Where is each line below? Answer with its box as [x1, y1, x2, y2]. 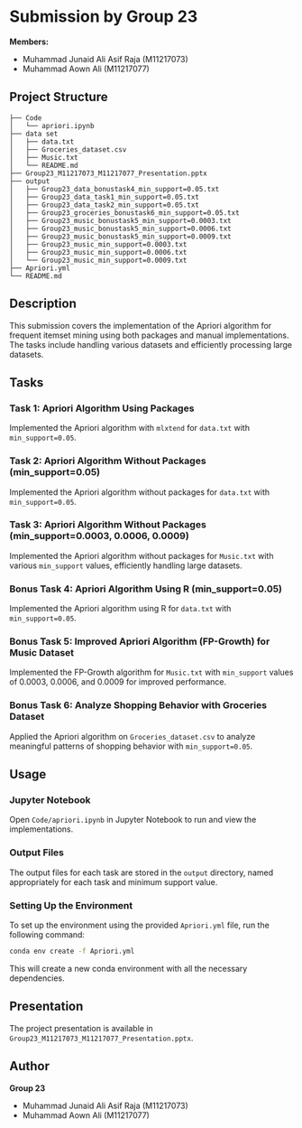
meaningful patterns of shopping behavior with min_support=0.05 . [9, 741, 253, 751]
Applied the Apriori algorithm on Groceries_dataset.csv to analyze [9, 731, 256, 741]
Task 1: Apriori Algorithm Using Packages [9, 402, 195, 415]
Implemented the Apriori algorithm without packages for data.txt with [9, 486, 270, 498]
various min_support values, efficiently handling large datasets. [9, 560, 243, 571]
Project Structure [9, 89, 108, 105]
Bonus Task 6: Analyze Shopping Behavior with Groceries [9, 699, 268, 712]
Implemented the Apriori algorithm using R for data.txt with [9, 603, 232, 614]
